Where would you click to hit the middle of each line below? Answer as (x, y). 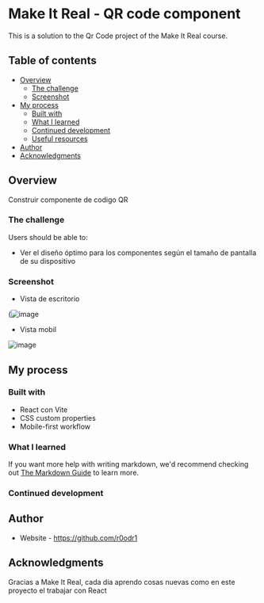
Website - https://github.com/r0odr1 (78, 538)
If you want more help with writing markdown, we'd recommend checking (128, 464)
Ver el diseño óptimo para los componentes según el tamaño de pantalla (138, 252)
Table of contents (52, 61)
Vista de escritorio (50, 299)
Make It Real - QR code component (124, 14)
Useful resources (60, 139)
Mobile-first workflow (55, 426)
